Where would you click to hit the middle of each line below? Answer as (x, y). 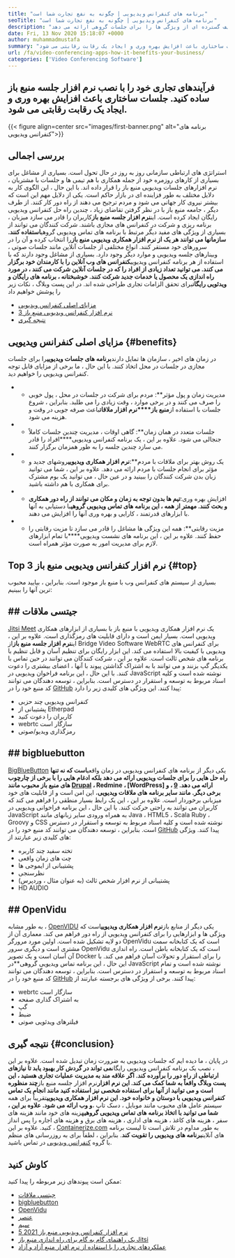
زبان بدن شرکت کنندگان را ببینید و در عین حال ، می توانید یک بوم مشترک (122, 476)
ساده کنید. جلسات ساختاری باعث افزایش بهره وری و (109, 99)
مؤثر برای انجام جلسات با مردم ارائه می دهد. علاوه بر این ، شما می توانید (123, 469)
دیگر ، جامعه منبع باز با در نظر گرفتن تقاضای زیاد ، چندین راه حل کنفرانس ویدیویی (113, 210)
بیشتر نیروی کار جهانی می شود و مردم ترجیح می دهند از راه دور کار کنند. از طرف (113, 202)
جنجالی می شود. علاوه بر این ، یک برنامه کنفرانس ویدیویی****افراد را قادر (125, 439)
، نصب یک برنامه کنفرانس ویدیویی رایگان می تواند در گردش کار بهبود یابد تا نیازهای (111, 1068)
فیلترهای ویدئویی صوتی (48, 1022)
